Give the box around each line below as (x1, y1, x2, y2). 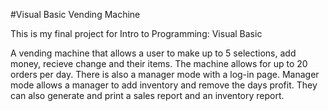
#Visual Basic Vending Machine (10, 9, 141, 20)
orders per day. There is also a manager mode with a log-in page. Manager (10, 69, 320, 80)
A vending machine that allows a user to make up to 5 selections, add (10, 47, 297, 59)
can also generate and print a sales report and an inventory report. (10, 90, 285, 101)
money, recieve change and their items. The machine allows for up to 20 (10, 58, 308, 69)
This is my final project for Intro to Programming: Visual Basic (10, 28, 263, 39)
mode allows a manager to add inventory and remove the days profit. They (10, 79, 318, 91)
